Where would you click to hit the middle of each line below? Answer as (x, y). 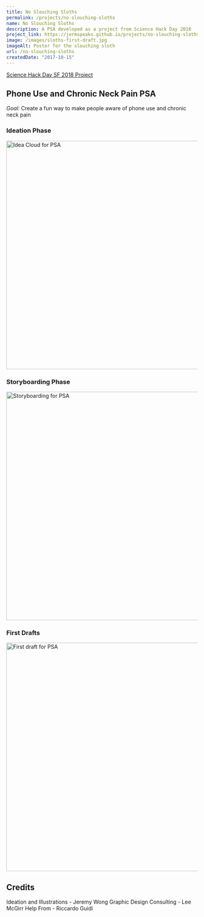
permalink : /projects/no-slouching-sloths (61, 18)
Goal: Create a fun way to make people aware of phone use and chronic (96, 108)
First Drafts (23, 632)
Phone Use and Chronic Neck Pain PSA (81, 94)
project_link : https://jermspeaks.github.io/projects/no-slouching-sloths (103, 35)
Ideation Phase (29, 130)
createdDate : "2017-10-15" (40, 57)
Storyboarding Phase (38, 381)
